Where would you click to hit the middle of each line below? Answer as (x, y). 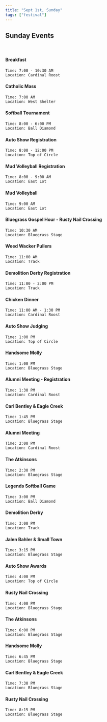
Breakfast (16, 59)
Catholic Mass (21, 86)
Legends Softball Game (31, 486)
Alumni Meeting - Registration (38, 379)
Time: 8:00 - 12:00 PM (29, 151)
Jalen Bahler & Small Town (34, 539)
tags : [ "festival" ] (26, 15)
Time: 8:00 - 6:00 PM (28, 123)
